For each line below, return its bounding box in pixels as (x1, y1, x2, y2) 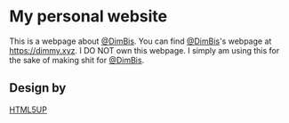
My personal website (9, 6, 168, 27)
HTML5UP (9, 104, 47, 115)
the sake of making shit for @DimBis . (9, 54, 145, 65)
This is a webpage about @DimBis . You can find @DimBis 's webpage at (9, 36, 272, 46)
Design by (9, 80, 67, 95)
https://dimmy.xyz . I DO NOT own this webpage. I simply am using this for (9, 45, 280, 55)
